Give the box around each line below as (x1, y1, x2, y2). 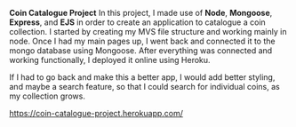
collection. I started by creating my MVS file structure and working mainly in (9, 27, 287, 36)
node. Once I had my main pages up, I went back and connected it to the (9, 36, 276, 46)
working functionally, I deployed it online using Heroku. (9, 55, 211, 65)
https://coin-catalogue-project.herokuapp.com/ (9, 108, 184, 118)
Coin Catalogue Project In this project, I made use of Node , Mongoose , (9, 8, 273, 18)
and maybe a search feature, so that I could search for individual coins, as (9, 82, 280, 91)
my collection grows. (9, 91, 86, 101)
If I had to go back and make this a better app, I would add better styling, (9, 72, 276, 83)
